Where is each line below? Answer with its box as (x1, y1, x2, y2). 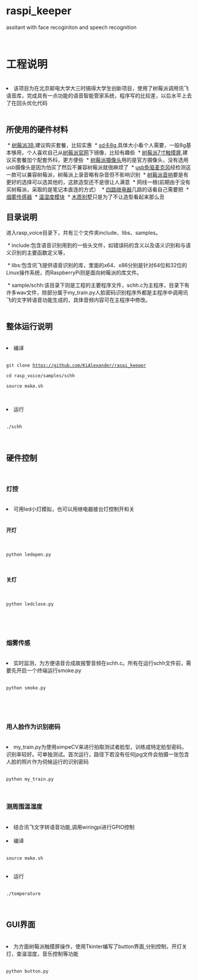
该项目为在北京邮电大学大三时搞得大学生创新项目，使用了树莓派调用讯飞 (14, 85, 189, 92)
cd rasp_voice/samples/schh (6, 373, 75, 379)
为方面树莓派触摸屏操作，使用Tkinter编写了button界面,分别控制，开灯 (14, 943, 182, 950)
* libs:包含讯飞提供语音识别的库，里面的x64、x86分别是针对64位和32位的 (7, 261, 187, 268)
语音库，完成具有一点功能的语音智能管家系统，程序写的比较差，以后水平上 (6, 92, 187, 99)
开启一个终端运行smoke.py (16, 667, 81, 674)
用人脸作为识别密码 (6, 723, 61, 731)
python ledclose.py (6, 601, 54, 607)
